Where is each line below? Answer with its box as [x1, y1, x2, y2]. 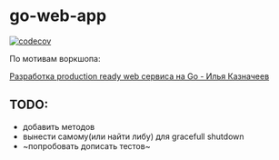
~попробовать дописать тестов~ [22, 140, 151, 151]
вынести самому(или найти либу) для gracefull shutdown [22, 131, 244, 142]
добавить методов [22, 121, 95, 132]
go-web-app [9, 5, 107, 26]
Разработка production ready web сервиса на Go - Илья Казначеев [9, 70, 270, 82]
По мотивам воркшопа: [9, 53, 101, 64]
